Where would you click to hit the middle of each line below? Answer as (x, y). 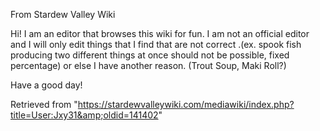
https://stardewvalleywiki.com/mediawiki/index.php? (186, 104)
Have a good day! (46, 85)
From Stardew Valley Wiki (63, 14)
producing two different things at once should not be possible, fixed (150, 55)
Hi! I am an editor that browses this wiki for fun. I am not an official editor (160, 33)
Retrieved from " (44, 104)
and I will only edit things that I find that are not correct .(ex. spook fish (156, 44)
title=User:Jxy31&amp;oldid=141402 (84, 115)
